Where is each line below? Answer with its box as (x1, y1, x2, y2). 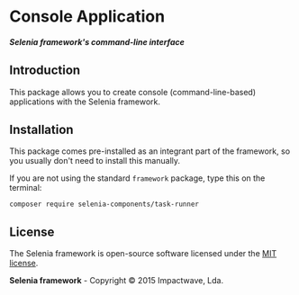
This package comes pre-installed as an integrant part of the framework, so (9, 146, 291, 156)
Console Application (9, 6, 165, 27)
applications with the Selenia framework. (9, 96, 160, 107)
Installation (9, 121, 74, 137)
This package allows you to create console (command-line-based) (9, 86, 257, 97)
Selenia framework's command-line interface (9, 36, 185, 47)
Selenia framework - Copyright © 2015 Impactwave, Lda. (9, 275, 224, 286)
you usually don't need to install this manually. (9, 156, 181, 166)
